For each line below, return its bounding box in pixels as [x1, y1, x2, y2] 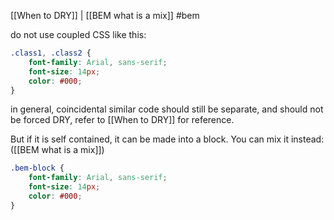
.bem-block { [10, 163, 65, 174]
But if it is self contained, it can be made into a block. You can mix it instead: [10, 133, 325, 145]
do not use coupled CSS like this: [10, 29, 147, 40]
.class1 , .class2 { [10, 48, 92, 58]
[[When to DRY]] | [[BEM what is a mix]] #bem [10, 10, 200, 21]
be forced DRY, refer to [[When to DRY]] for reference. [10, 114, 235, 126]
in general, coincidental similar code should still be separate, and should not [10, 103, 324, 115]
